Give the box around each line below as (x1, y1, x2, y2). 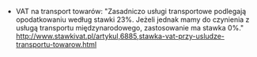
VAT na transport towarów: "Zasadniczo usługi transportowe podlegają (15, 7, 247, 16)
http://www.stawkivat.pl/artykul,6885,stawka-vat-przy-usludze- (15, 31, 225, 41)
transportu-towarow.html (15, 40, 97, 49)
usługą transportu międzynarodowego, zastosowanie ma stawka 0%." (15, 23, 244, 32)
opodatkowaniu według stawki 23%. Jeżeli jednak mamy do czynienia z (15, 15, 250, 24)
